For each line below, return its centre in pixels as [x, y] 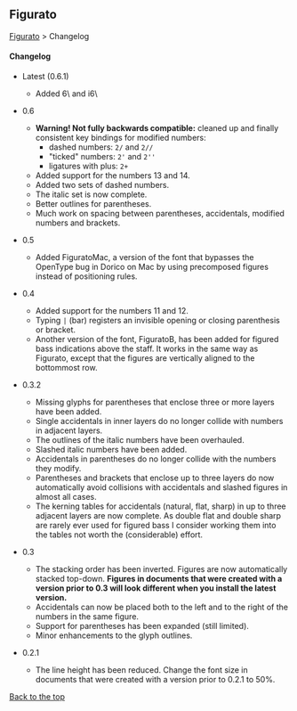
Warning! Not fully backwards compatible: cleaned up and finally [157, 128]
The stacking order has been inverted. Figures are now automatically [161, 569]
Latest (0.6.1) [45, 77]
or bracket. [56, 330]
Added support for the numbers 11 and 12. [112, 311]
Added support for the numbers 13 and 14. [112, 176]
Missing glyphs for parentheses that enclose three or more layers [155, 402]
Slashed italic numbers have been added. [111, 450]
